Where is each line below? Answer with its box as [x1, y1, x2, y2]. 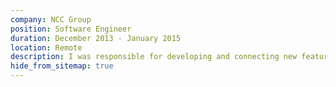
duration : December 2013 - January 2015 [10, 33, 182, 43]
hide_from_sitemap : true [10, 61, 114, 71]
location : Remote [10, 42, 83, 53]
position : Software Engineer [10, 24, 132, 34]
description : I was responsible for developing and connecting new [10, 52, 298, 62]
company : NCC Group [10, 14, 92, 25]
